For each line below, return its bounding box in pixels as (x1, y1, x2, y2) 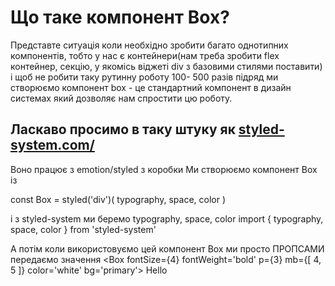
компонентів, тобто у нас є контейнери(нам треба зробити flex (10, 49, 280, 61)
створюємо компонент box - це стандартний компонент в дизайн (10, 81, 292, 93)
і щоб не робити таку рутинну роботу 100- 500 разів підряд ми (10, 71, 279, 83)
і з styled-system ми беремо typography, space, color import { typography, (10, 212, 324, 225)
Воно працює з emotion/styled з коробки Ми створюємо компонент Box (10, 163, 318, 175)
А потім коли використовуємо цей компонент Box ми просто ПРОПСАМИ (10, 242, 325, 255)
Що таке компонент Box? (10, 6, 230, 29)
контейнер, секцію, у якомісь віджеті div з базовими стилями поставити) (10, 60, 323, 72)
